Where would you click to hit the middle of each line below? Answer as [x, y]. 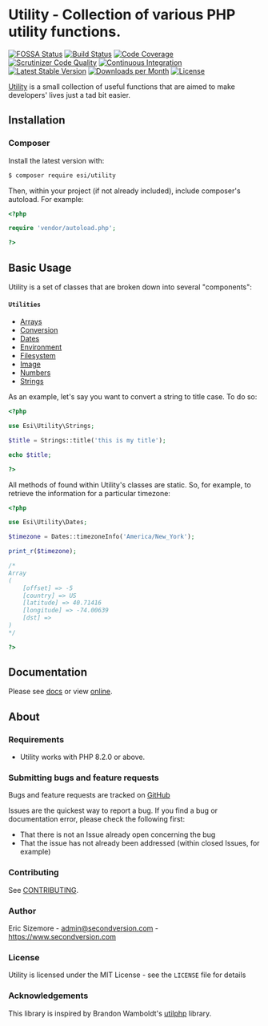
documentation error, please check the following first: [97, 819]
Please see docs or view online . [61, 692]
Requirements [36, 739]
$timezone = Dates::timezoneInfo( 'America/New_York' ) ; [102, 537]
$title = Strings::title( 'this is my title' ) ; [87, 440]
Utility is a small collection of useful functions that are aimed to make [122, 87]
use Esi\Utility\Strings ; [51, 426]
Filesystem [38, 356]
